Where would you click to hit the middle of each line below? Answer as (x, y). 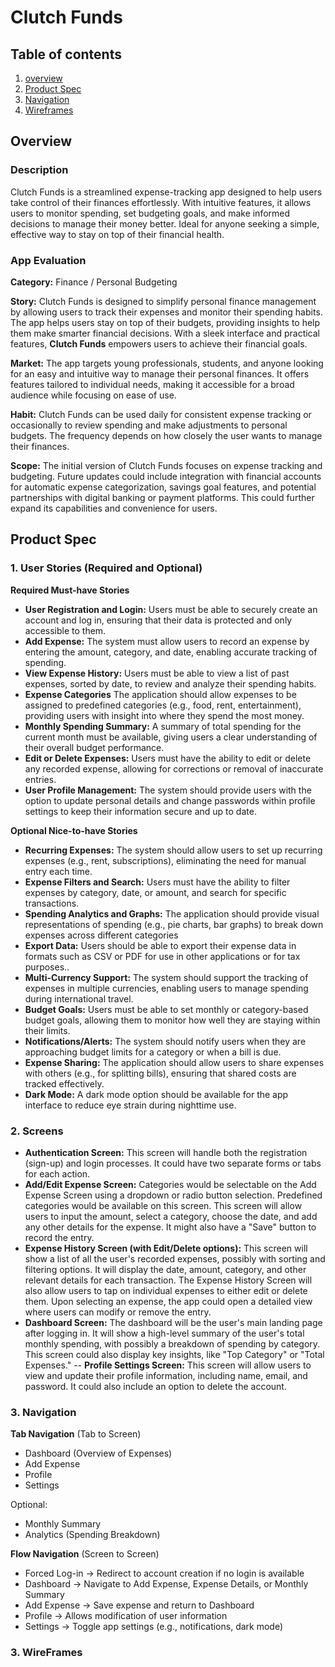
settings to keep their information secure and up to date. (140, 811)
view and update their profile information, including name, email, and (166, 1375)
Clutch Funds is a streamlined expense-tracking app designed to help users (166, 192)
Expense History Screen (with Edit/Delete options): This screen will (166, 1248)
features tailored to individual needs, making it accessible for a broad (152, 384)
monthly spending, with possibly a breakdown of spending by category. (172, 1343)
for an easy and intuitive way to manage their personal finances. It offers (160, 373)
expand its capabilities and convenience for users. (114, 508)
